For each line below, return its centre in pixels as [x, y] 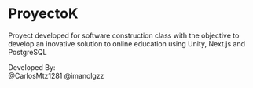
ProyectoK [43, 14]
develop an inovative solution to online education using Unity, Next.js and [127, 43]
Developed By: [32, 67]
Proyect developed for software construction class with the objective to [124, 35]
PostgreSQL [27, 52]
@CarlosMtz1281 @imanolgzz [56, 75]
